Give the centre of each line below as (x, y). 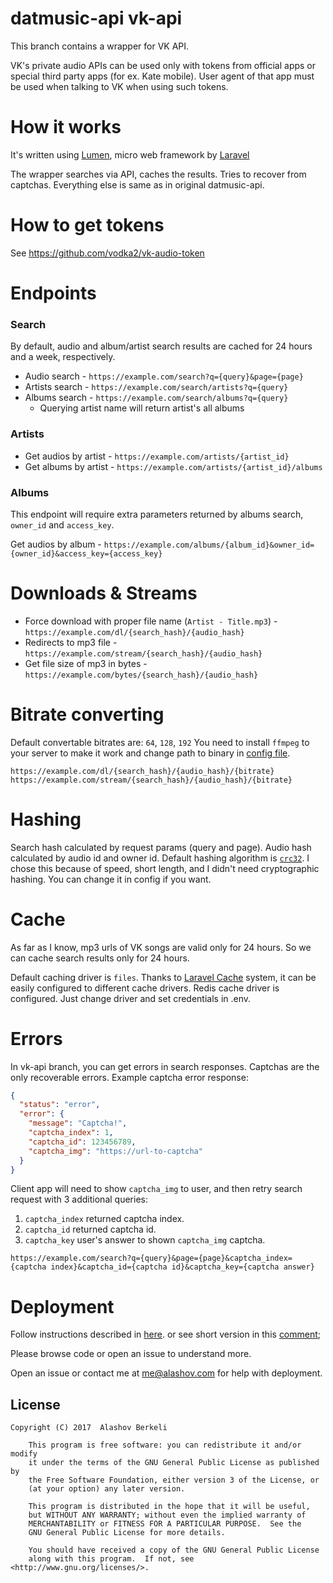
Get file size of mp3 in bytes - (86, 663)
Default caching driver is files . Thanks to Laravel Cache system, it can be (163, 977)
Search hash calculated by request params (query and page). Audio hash (161, 847)
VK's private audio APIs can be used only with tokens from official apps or (163, 65)
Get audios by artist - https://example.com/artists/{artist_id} (157, 456)
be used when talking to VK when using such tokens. (119, 86)
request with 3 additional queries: (79, 1199)
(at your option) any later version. (107, 1489)
